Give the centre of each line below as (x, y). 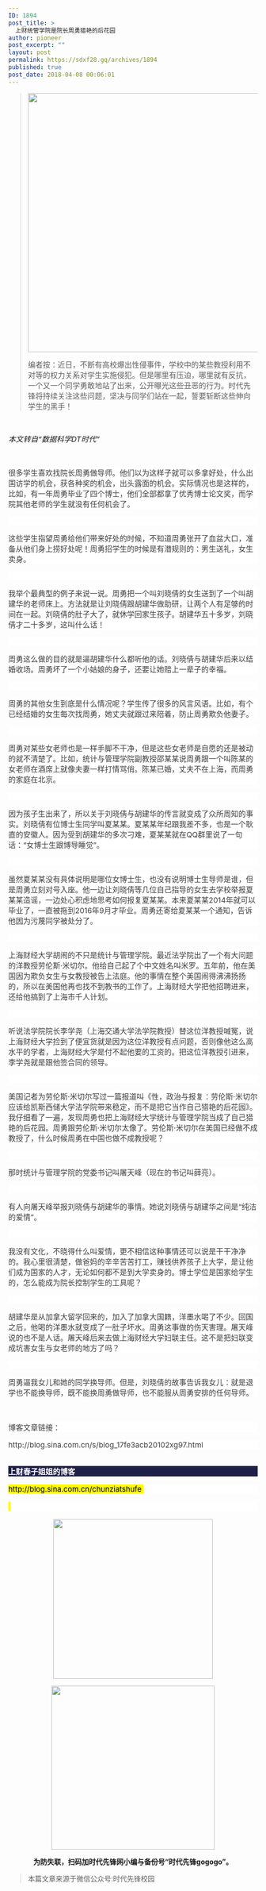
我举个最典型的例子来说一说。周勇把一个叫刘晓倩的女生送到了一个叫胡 (131, 593)
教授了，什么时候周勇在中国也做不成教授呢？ (86, 1138)
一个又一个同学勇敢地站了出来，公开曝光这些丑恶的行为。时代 (135, 385)
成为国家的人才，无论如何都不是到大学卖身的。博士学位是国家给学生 (135, 1272)
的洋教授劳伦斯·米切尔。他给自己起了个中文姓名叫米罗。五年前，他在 (128, 965)
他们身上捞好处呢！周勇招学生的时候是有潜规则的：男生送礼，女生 (139, 549)
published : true (35, 67)
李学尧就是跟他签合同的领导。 (61, 1062)
